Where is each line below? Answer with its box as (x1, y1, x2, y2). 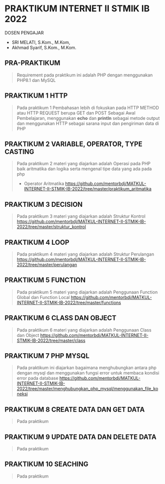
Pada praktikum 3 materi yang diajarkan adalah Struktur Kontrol (16, 213, 146, 220)
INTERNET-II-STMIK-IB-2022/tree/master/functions (16, 299, 121, 305)
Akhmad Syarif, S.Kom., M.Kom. (11, 44, 77, 50)
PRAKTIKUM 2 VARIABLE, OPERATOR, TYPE (4, 140, 142, 148)
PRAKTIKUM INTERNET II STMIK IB (4, 3, 150, 14)
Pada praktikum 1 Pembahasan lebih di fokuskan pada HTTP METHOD (16, 105, 160, 111)
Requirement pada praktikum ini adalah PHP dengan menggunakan (16, 72, 153, 78)
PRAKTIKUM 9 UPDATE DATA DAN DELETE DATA (4, 433, 157, 441)
